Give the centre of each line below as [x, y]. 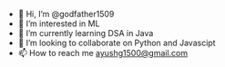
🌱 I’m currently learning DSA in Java [86, 33]
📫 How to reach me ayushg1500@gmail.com [103, 53]
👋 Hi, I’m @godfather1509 [66, 14]
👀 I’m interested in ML [59, 24]
